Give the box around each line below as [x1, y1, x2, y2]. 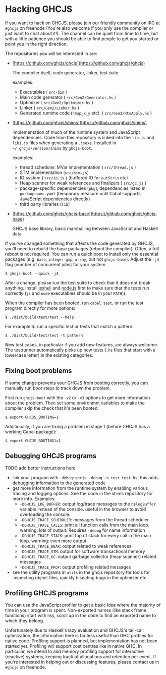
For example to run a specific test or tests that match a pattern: [5, 323, 134, 329]
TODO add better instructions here [5, 465, 76, 471]
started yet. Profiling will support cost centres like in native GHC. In [5, 643, 142, 649]
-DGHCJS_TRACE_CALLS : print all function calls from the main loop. [19, 522, 150, 528]
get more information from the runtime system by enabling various [12, 485, 148, 491]
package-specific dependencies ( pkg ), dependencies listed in [19, 185, 146, 191]
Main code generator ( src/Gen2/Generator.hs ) [19, 94, 116, 100]
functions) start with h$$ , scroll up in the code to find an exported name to [5, 613, 156, 619]
